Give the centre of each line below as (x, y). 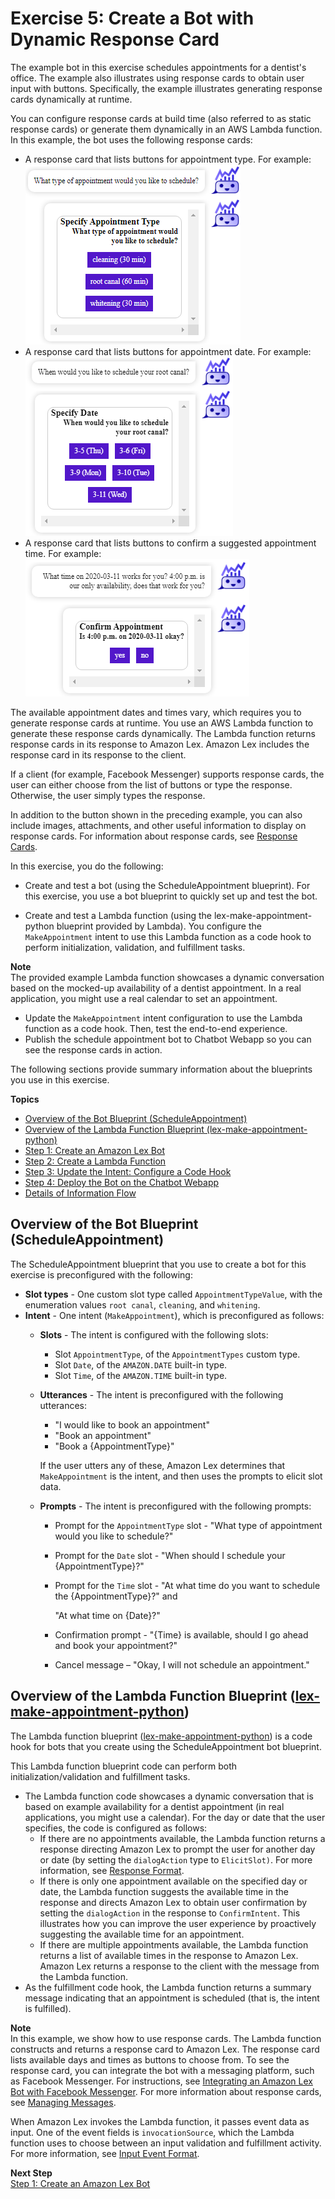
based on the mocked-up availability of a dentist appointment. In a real (156, 988)
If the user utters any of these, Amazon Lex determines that (162, 1465)
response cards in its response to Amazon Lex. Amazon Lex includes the (160, 744)
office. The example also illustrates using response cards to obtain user (157, 78)
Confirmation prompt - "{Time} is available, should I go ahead (181, 1634)
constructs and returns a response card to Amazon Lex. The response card (165, 2049)
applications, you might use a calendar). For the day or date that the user (175, 1817)
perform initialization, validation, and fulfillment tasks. (135, 947)
